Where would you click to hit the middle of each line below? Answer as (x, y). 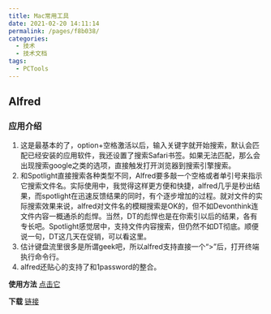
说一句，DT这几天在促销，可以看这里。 (86, 237)
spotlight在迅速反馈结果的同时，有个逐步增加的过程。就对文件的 (148, 196)
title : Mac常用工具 (39, 16)
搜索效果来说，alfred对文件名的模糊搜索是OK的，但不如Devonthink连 (143, 206)
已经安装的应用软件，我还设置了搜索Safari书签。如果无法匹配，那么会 (144, 156)
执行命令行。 (41, 257)
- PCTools (32, 69)
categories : (28, 39)
